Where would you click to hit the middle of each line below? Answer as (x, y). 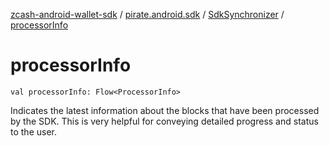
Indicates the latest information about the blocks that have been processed (165, 110)
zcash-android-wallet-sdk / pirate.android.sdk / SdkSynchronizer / (147, 14)
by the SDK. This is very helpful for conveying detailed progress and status (164, 121)
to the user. (33, 131)
